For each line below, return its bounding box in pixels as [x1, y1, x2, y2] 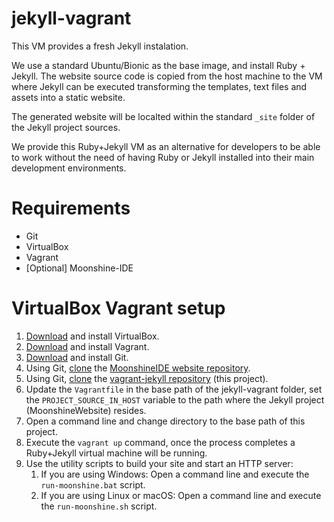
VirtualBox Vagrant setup [11, 297, 226, 320]
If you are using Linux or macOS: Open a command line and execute [40, 489, 322, 501]
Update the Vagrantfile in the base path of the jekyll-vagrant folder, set [25, 383, 323, 395]
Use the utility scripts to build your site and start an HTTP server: [25, 457, 294, 469]
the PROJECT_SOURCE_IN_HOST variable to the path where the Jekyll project [25, 393, 325, 406]
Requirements [11, 197, 131, 220]
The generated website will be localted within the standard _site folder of [11, 110, 316, 122]
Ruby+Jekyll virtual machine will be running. [25, 447, 208, 459]
